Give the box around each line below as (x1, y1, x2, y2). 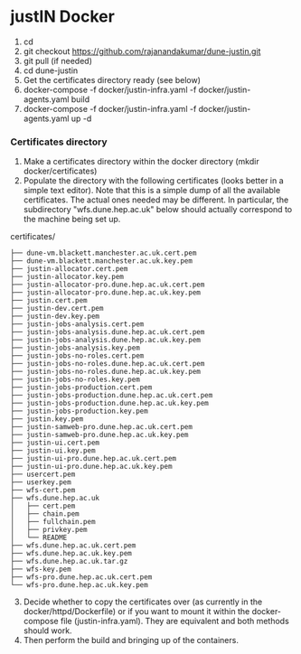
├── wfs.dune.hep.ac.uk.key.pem (10, 549, 132, 558)
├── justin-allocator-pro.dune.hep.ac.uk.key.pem (10, 288, 202, 297)
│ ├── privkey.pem (10, 526, 89, 535)
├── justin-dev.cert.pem (10, 304, 104, 313)
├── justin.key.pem (10, 415, 84, 424)
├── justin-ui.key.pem (10, 446, 96, 455)
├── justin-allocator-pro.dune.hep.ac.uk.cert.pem (10, 280, 205, 290)
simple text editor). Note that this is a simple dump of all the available (23, 185, 281, 196)
